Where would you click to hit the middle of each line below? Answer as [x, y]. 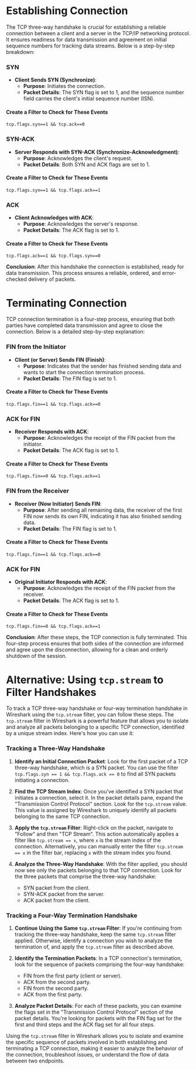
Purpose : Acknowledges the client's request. [78, 158]
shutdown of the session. [37, 656]
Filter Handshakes [51, 692]
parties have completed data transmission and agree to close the [84, 325]
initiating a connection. [42, 780]
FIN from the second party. [56, 988]
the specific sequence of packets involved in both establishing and [87, 1042]
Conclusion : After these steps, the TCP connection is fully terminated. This [97, 637]
